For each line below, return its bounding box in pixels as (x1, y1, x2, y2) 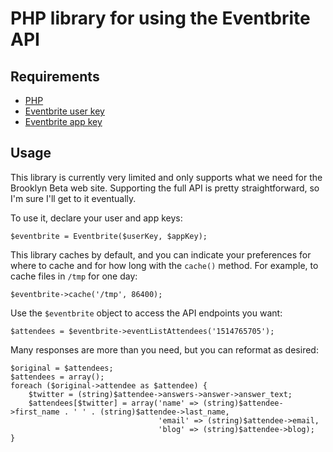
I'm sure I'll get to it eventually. (10, 192, 137, 204)
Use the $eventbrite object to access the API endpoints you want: (10, 307, 283, 319)
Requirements (10, 68, 100, 85)
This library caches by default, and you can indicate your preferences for (10, 248, 312, 261)
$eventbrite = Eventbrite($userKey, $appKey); (10, 231, 208, 241)
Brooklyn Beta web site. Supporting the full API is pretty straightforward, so (10, 182, 320, 194)
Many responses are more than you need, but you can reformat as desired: (10, 343, 319, 356)
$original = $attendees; (10, 363, 114, 373)
